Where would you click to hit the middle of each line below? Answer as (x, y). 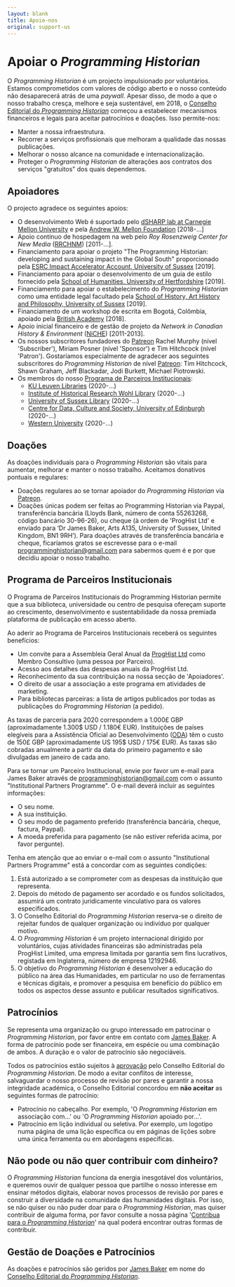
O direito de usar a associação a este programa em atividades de (111, 684)
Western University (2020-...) (70, 423)
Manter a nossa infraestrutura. (61, 132)
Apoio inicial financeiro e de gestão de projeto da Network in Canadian (120, 326)
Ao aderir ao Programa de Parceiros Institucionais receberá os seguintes (112, 633)
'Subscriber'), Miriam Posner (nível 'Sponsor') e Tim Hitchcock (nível (117, 349)
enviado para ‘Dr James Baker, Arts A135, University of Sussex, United (119, 528)
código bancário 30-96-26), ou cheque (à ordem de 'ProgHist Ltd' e (116, 520)
